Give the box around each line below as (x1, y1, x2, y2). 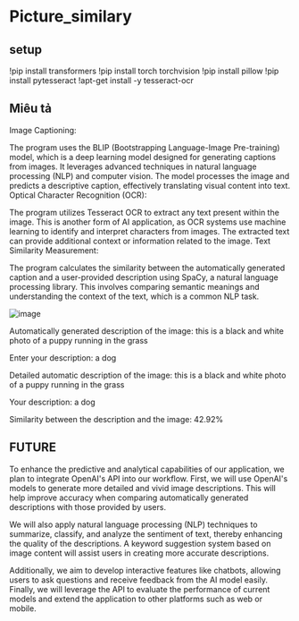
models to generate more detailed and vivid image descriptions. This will (9, 482, 277, 493)
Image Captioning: (9, 124, 78, 135)
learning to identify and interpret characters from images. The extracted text (9, 225, 290, 236)
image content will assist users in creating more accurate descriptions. (9, 548, 270, 558)
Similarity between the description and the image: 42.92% (9, 413, 224, 424)
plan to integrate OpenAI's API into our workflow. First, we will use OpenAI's (9, 472, 288, 484)
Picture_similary (9, 6, 132, 27)
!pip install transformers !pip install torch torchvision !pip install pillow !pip (9, 65, 279, 76)
